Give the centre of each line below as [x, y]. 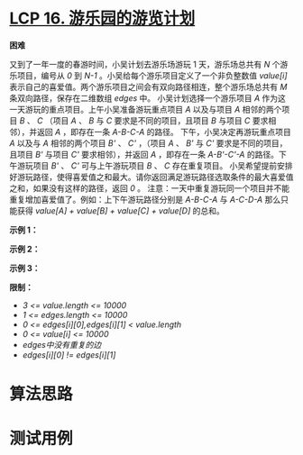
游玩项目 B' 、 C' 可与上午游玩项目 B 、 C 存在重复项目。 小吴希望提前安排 [155, 165]
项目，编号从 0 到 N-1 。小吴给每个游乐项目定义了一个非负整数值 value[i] [152, 75]
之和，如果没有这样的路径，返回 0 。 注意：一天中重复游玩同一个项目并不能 [150, 188]
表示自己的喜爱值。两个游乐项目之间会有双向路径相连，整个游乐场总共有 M [148, 86]
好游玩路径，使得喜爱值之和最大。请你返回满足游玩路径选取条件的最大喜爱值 [151, 177]
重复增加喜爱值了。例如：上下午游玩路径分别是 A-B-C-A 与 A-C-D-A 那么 [145, 199]
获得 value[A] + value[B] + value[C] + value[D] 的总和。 [121, 210]
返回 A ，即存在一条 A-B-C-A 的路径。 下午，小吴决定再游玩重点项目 [164, 132]
